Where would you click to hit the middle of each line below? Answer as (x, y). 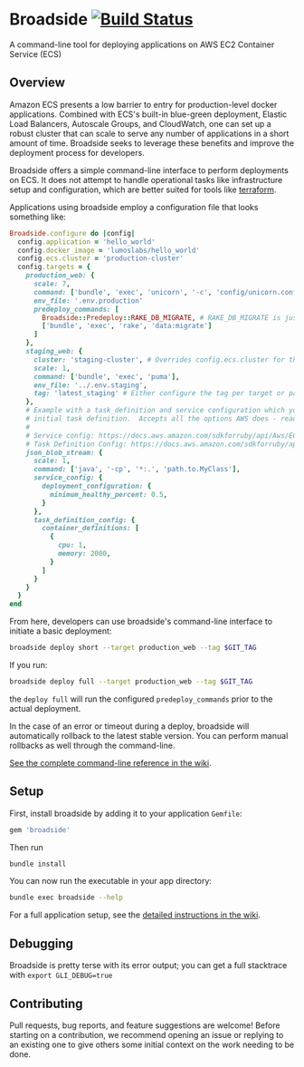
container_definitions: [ (91, 529)
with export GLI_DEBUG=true (61, 975)
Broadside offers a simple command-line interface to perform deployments (149, 170)
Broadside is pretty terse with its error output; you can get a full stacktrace (148, 965)
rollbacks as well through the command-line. (92, 745)
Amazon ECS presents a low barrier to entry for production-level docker (143, 104)
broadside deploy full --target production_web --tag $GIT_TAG (131, 682)
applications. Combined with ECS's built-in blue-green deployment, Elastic (148, 114)
